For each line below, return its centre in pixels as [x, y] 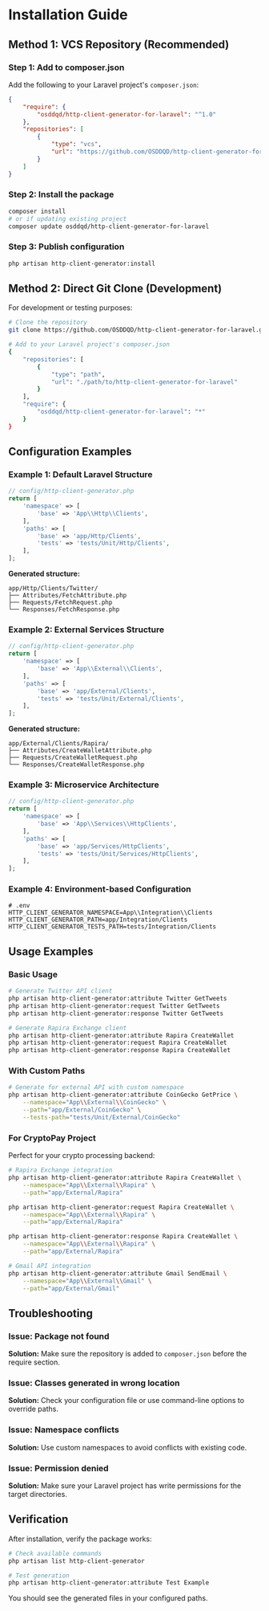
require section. [34, 1362]
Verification [38, 1519]
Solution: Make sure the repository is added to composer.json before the [128, 1354]
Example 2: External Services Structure [86, 630]
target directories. [38, 1494]
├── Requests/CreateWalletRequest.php [73, 758]
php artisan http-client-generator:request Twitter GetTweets [114, 1005]
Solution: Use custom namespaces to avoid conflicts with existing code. [128, 1447]
